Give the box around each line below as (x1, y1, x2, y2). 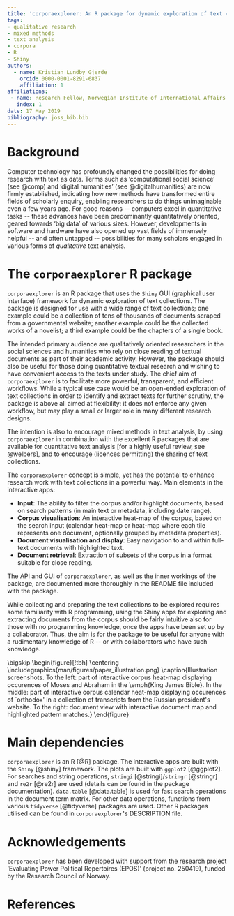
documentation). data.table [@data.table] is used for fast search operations (7, 787, 226, 796)
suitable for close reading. (17, 558, 93, 566)
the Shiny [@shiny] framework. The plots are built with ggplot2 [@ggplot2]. (7, 765, 223, 774)
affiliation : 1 (19, 82, 64, 89)
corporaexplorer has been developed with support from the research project (7, 857, 227, 866)
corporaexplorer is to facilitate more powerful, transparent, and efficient (7, 376, 214, 385)
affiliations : (7, 88, 49, 95)
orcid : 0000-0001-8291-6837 (19, 75, 101, 82)
